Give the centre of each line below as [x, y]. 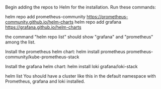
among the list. [20, 42]
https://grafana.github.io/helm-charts [43, 27]
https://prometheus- [107, 17]
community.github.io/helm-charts [39, 22]
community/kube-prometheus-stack [42, 57]
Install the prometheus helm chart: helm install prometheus [65, 52]
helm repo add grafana [98, 22]
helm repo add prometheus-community [45, 17]
